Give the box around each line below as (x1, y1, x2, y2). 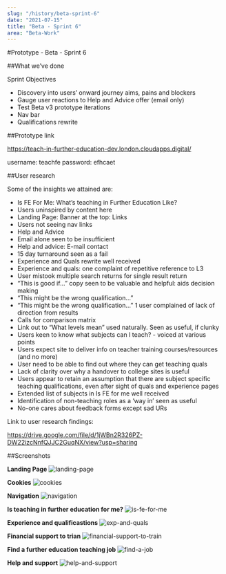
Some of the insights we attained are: (7, 185, 113, 194)
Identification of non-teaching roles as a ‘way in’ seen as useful (17, 397, 198, 405)
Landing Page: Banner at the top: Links (17, 213, 127, 221)
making (17, 286, 39, 295)
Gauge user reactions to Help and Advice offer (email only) (17, 96, 185, 104)
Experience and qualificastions (7, 519, 99, 527)
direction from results (17, 308, 79, 317)
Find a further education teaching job (7, 546, 116, 554)
